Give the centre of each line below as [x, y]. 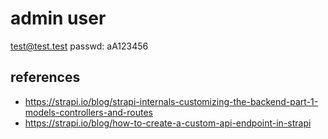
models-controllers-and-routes [88, 112]
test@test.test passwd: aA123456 [79, 46]
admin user [58, 18]
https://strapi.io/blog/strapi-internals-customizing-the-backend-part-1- [171, 101]
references [45, 77]
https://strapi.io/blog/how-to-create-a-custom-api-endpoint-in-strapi [168, 123]
